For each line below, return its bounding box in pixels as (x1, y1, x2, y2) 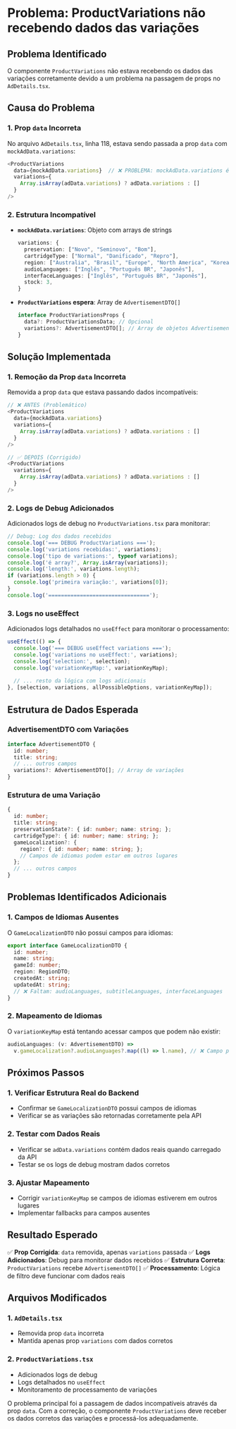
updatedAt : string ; (13, 981, 71, 988)
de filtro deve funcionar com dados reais (7, 1271, 125, 1280)
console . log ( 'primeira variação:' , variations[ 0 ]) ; (13, 579, 169, 586)
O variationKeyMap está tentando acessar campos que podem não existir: (7, 1027, 221, 1036)
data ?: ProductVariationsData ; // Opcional (24, 319, 154, 326)
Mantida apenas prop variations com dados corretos (17, 1337, 173, 1345)
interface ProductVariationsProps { (17, 312, 125, 319)
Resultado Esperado (7, 1229, 98, 1241)
